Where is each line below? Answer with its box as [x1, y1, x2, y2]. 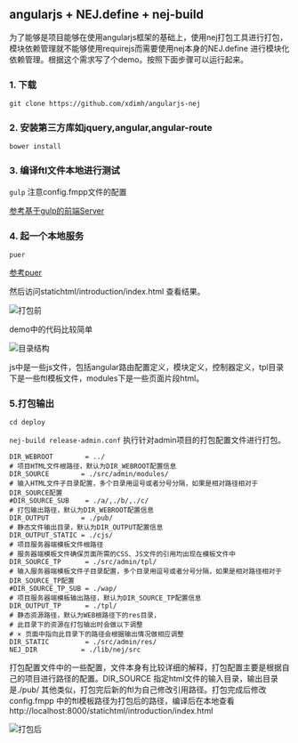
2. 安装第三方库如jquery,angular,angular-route [9, 122, 213, 134]
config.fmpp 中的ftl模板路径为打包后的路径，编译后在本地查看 [9, 696, 236, 707]
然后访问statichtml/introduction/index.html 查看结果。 [9, 287, 205, 296]
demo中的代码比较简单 [9, 324, 93, 335]
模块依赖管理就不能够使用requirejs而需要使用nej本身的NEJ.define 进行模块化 [9, 43, 290, 53]
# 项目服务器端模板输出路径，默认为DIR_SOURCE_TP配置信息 [9, 594, 202, 603]
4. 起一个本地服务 [9, 230, 85, 242]
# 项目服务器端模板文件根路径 [9, 540, 104, 550]
